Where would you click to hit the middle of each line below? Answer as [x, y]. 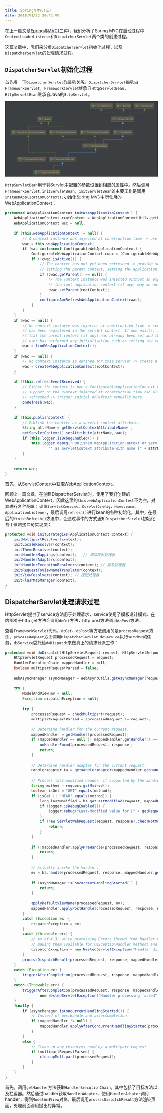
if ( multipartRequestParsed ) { [63, 1052]
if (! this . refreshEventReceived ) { [50, 382]
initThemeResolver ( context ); [43, 550]
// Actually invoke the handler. [65, 868]
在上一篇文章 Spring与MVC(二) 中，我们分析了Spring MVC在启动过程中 [75, 30]
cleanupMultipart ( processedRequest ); [78, 1057]
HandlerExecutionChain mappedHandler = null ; [61, 663]
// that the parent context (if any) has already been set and [88, 336]
